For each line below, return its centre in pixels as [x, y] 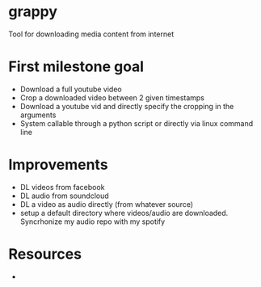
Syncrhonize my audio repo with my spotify [93, 222]
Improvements [58, 165]
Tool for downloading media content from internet [91, 34]
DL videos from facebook [62, 187]
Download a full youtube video [71, 89]
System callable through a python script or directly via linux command [137, 123]
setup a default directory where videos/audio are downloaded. [124, 213]
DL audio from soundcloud [64, 196]
